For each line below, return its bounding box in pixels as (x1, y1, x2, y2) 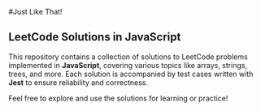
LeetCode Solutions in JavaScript (8, 30, 181, 44)
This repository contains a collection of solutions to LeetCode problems (8, 52, 248, 62)
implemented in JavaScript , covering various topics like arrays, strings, (8, 60, 248, 70)
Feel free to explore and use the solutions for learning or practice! (8, 93, 228, 103)
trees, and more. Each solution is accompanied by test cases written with (8, 69, 254, 79)
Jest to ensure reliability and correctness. (8, 77, 149, 88)
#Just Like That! (8, 7, 63, 16)
